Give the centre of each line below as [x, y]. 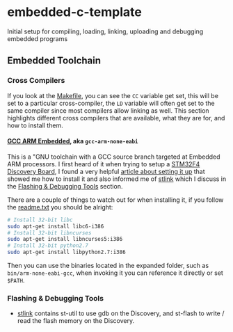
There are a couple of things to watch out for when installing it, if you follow [115, 200]
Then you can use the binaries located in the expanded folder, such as [108, 266]
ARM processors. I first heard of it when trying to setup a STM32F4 [104, 164]
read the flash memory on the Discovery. [75, 321]
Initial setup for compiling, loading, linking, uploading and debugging [105, 31]
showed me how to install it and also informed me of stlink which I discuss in [117, 179]
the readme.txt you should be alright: [60, 207]
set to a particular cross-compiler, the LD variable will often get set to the [111, 103]
